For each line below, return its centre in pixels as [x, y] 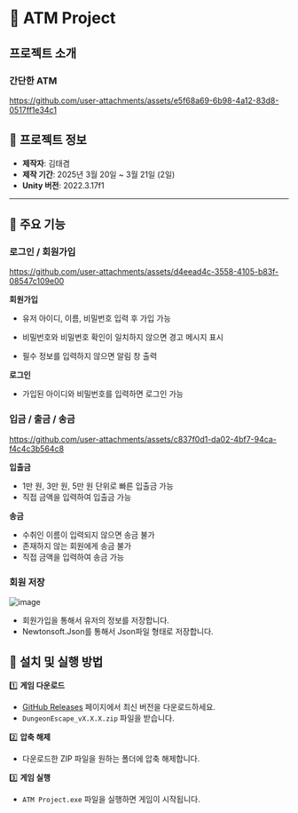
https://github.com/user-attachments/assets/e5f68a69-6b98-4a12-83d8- [144, 100]
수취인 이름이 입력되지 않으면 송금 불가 [88, 534]
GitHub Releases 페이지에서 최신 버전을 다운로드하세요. [118, 706]
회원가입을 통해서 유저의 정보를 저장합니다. [96, 620]
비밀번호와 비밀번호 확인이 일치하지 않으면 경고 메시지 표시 [123, 338]
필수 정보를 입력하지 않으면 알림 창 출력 [90, 356]
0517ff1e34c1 [33, 109]
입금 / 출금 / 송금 [42, 419]
